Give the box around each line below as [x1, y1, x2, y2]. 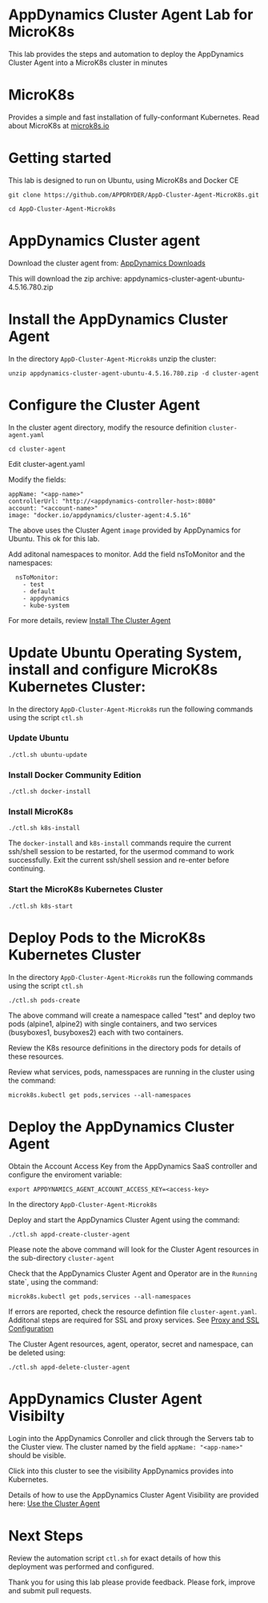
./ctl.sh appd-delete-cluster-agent [8, 1363, 130, 1371]
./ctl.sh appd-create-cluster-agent [8, 1230, 130, 1238]
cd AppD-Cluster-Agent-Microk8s [8, 204, 116, 213]
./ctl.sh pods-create [8, 996, 81, 1004]
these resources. [8, 1051, 64, 1061]
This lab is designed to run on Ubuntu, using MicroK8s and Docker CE [8, 175, 239, 185]
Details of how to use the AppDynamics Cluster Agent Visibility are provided [8, 1490, 259, 1500]
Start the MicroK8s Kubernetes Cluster [8, 884, 163, 895]
